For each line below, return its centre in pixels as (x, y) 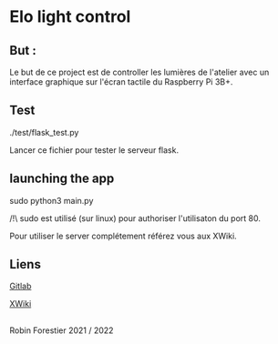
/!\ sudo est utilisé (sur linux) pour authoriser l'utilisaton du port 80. (135, 218)
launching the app (62, 179)
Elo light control (70, 17)
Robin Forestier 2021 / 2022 (62, 330)
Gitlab (21, 286)
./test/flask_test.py (44, 132)
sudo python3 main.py (51, 200)
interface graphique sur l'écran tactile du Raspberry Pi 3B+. (121, 82)
